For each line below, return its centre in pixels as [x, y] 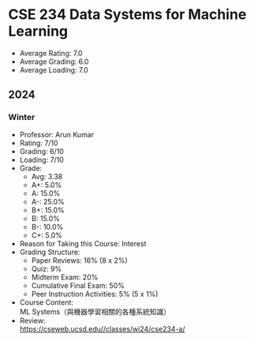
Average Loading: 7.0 [54, 69]
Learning [38, 31]
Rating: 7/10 [39, 143]
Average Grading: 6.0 [54, 62]
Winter [22, 118]
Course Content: [46, 302]
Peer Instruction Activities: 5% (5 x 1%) [95, 294]
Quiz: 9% [47, 268]
